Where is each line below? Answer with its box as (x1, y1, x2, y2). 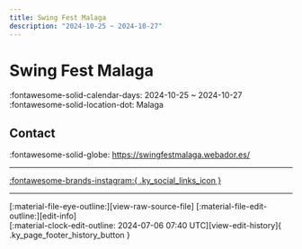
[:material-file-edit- (196, 201, 268, 212)
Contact (9, 125, 56, 140)
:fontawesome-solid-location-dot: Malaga (9, 100, 164, 111)
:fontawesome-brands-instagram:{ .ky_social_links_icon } (9, 175, 222, 186)
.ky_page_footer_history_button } (9, 230, 130, 241)
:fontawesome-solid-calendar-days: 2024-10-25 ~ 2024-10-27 (9, 90, 243, 101)
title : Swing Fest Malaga (9, 13, 106, 22)
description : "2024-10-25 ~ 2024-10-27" (9, 22, 164, 31)
